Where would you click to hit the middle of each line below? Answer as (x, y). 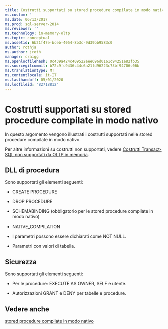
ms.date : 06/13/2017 (27, 19)
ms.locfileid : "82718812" (32, 84)
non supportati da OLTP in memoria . (52, 154)
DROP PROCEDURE (32, 202)
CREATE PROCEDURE (35, 192)
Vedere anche (27, 309)
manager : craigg (22, 57)
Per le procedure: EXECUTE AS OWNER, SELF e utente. (69, 284)
